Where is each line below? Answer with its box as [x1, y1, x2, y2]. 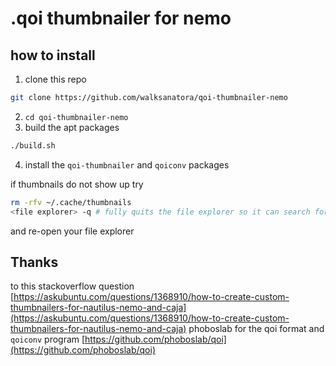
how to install [10, 47, 96, 64]
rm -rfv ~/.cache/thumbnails [10, 197, 132, 207]
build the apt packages [24, 121, 120, 133]
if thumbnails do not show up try [10, 178, 144, 190]
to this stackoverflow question [10, 280, 135, 292]
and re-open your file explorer [10, 225, 135, 237]
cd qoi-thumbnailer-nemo [24, 112, 129, 122]
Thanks [10, 253, 59, 271]
